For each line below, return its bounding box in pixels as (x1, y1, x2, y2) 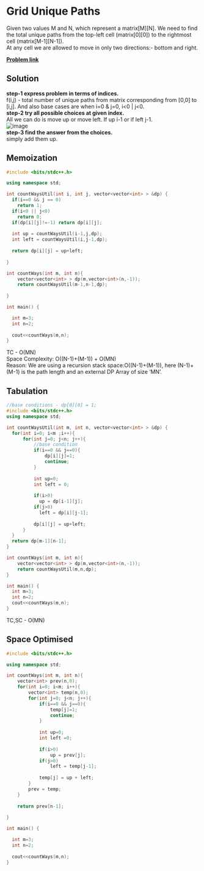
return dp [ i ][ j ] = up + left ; (12, 248, 84, 254)
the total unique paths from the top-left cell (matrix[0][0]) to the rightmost (6, 31, 192, 38)
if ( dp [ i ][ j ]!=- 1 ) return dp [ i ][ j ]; (12, 219, 103, 225)
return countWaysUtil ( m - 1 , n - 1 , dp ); (17, 282, 108, 288)
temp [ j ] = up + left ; (38, 774, 95, 781)
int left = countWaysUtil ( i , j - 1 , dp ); (12, 236, 108, 242)
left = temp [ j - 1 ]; (49, 763, 97, 770)
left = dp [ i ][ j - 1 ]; (38, 509, 89, 516)
